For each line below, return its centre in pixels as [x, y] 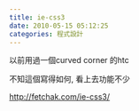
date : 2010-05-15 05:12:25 [59, 26]
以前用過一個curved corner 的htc [69, 60]
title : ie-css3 [37, 17]
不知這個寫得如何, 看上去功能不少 [69, 79]
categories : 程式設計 [46, 34]
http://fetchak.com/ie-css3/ [60, 97]
